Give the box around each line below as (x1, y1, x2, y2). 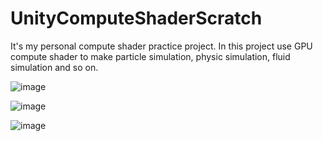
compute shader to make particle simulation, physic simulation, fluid (10, 50, 291, 62)
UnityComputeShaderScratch (10, 7, 263, 30)
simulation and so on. (10, 61, 99, 73)
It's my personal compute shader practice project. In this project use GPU (10, 40, 313, 52)
